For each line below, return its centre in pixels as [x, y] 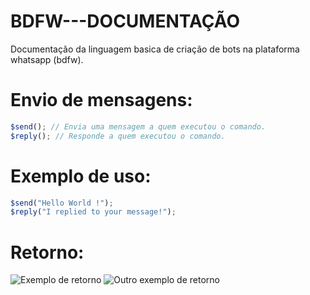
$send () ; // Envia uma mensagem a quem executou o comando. [138, 126]
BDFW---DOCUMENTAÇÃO [125, 21]
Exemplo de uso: [81, 176]
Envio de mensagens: [101, 100]
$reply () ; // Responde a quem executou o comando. [118, 136]
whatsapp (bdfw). [47, 59]
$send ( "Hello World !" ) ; [62, 203]
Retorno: [47, 252]
